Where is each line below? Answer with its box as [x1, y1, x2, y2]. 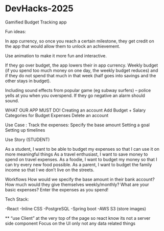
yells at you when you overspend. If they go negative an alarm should [5, 92, 145, 98]
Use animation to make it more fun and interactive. [5, 52, 107, 59]
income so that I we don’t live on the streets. [5, 167, 94, 173]
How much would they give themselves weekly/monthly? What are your [5, 182, 149, 187]
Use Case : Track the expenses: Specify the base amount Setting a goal [5, 122, 150, 128]
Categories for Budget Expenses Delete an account [5, 112, 109, 118]
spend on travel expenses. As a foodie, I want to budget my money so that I [5, 156, 158, 162]
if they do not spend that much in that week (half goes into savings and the [5, 72, 156, 78]
